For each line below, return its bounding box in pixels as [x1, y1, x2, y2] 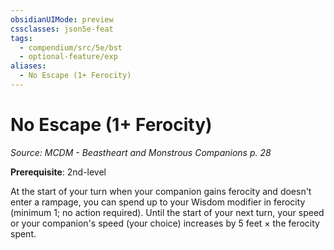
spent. [10, 227, 37, 240]
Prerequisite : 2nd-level [10, 166, 107, 178]
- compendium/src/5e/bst [19, 42, 123, 53]
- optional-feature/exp [19, 52, 118, 62]
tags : [10, 33, 33, 43]
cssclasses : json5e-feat [10, 24, 114, 34]
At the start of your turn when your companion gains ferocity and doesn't [10, 185, 312, 197]
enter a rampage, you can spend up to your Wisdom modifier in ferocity [10, 196, 306, 208]
